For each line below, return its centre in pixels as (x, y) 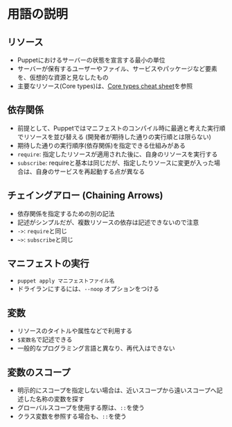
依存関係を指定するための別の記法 (66, 213)
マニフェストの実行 (48, 263)
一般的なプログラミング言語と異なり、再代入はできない (96, 349)
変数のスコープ (39, 372)
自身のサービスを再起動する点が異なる (90, 171)
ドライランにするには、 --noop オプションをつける (88, 289)
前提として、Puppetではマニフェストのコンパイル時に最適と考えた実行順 (121, 128)
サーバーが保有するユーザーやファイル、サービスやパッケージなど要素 (117, 69)
